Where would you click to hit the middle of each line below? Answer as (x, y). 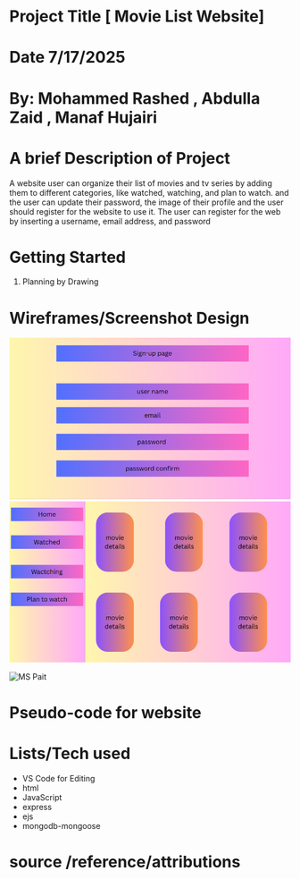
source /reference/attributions (125, 862)
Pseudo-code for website (105, 712)
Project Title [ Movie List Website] (137, 17)
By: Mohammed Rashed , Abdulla (135, 98)
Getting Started (68, 257)
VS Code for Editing (58, 778)
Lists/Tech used (70, 753)
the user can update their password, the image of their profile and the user (146, 202)
